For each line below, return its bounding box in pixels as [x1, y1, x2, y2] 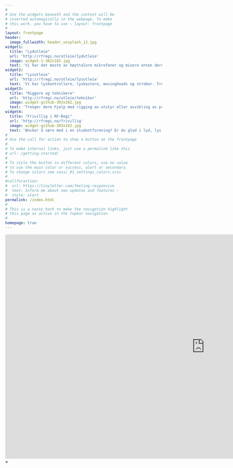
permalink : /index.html [5, 197, 55, 202]
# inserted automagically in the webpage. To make [5, 16, 113, 21]
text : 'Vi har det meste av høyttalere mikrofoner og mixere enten [9, 63, 153, 68]
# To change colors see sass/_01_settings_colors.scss [5, 169, 121, 174]
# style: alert [5, 192, 39, 197]
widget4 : [5, 109, 23, 115]
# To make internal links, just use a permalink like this [5, 147, 130, 152]
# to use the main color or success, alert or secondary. [5, 165, 128, 170]
